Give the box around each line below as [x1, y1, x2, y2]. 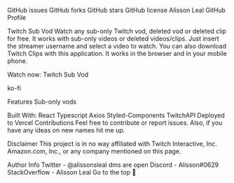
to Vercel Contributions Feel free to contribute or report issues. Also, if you [7, 118, 223, 127]
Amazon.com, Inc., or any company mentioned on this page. [7, 147, 181, 155]
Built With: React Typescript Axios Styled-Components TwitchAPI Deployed [7, 111, 226, 119]
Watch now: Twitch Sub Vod [7, 70, 89, 79]
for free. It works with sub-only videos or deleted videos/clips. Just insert [7, 34, 219, 43]
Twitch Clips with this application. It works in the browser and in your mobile [7, 49, 228, 57]
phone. [7, 57, 28, 65]
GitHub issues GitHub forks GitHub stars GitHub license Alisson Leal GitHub [7, 6, 226, 14]
